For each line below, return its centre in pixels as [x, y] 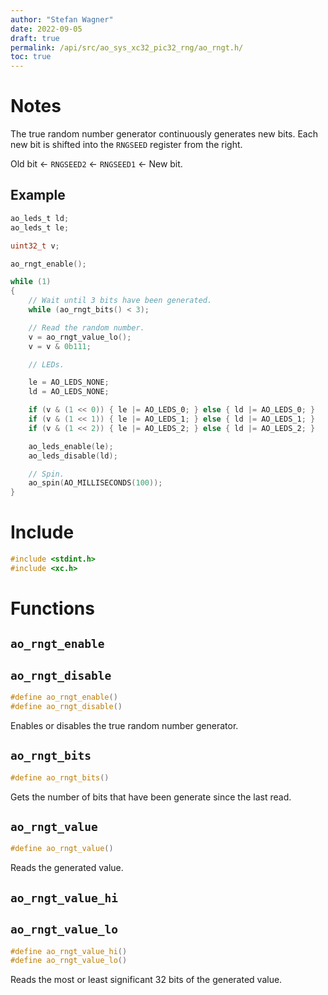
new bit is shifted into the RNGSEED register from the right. [126, 145]
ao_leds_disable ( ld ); [73, 456]
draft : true [35, 38]
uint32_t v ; [35, 246]
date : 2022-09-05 [46, 29]
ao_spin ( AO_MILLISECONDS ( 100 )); [95, 483]
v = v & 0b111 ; [60, 346]
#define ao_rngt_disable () [66, 707]
